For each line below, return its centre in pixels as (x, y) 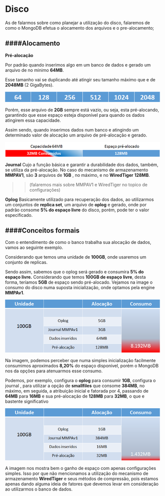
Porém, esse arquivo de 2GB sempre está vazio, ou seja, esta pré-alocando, (82, 110)
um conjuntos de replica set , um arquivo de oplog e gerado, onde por (76, 204)
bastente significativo (27, 401)
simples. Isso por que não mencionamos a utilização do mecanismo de (77, 473)
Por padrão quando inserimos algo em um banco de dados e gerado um (78, 65)
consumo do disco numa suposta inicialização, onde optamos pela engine (80, 288)
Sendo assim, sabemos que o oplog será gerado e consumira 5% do (74, 272)
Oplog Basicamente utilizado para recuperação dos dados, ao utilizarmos (80, 199)
